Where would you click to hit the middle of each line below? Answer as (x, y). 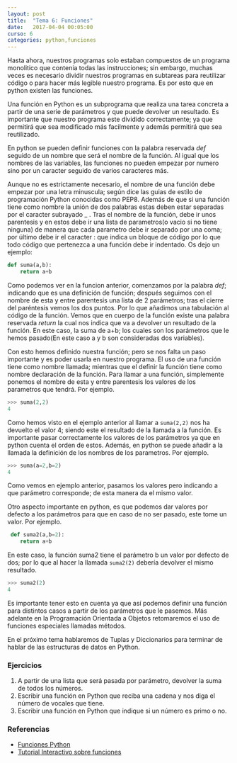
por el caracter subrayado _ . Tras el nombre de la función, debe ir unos (112, 215)
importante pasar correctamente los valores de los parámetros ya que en (114, 437)
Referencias (29, 729)
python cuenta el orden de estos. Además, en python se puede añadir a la (115, 445)
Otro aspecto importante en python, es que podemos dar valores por (108, 507)
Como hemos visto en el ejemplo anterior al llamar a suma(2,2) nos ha (109, 422)
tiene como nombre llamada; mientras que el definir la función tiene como (115, 366)
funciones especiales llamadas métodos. (67, 626)
